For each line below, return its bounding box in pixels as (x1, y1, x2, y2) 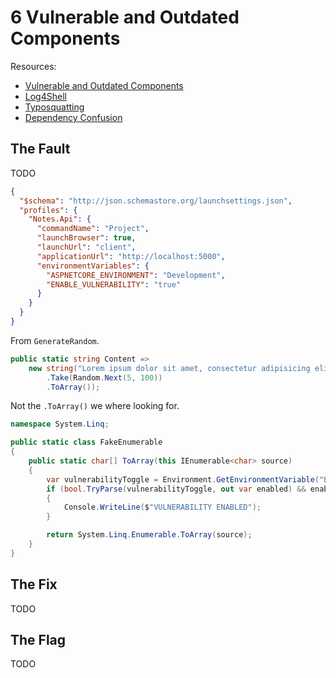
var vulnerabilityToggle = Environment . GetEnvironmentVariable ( (46, 474, 320, 485)
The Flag (10, 631, 67, 648)
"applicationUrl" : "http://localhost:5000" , (36, 251, 226, 261)
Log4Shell (24, 90, 67, 102)
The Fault (10, 141, 71, 158)
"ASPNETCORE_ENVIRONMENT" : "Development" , (46, 270, 226, 280)
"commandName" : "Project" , (36, 224, 150, 234)
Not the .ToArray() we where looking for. (10, 400, 180, 412)
